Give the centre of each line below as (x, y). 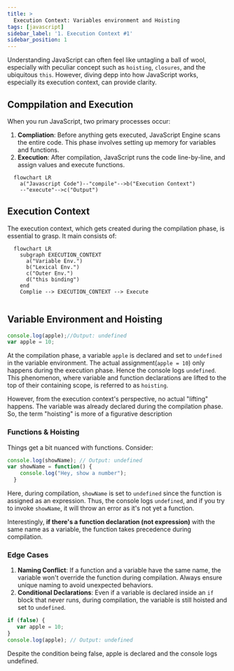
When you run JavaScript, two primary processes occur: (89, 121)
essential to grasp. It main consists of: (62, 235)
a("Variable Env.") (54, 261)
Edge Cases (28, 555)
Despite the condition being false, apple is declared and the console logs (112, 653)
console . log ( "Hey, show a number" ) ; (74, 474)
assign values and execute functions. (71, 164)
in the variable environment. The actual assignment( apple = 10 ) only (106, 363)
